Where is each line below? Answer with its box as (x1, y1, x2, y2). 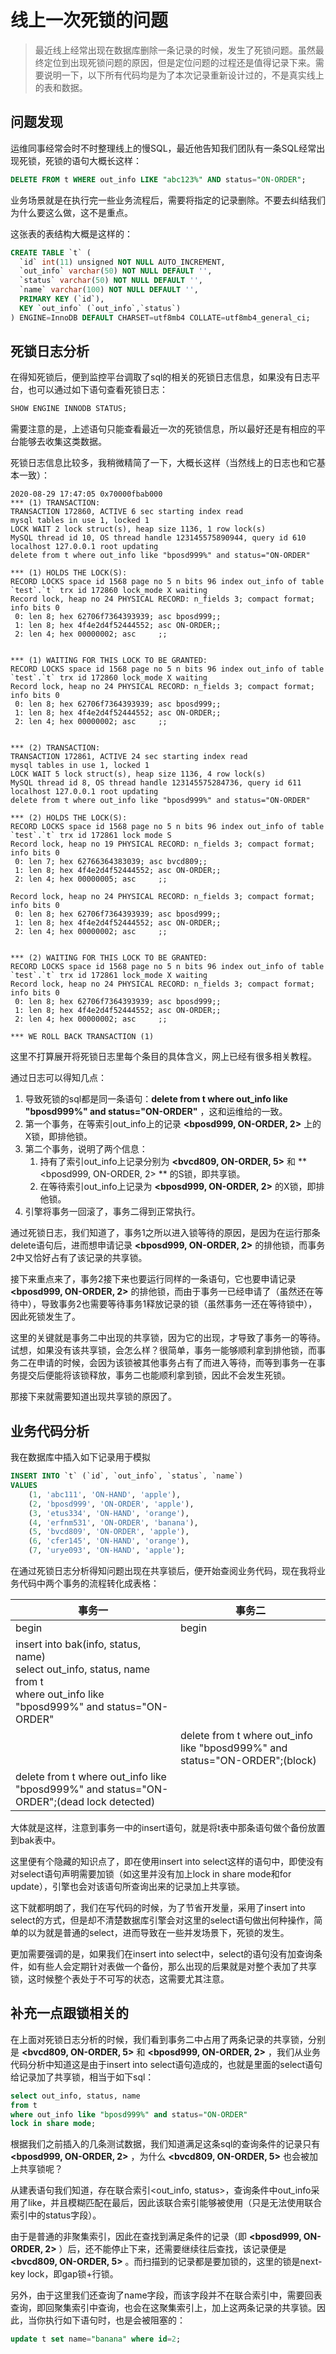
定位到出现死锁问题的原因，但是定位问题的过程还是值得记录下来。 (43, 56, 316, 68)
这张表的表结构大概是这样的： (10, 227, 133, 240)
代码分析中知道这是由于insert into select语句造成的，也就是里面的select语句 (10, 2058, 323, 2070)
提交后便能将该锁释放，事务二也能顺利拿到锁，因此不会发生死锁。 (18, 1369, 291, 1381)
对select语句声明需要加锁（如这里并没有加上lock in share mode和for (10, 1868, 292, 1880)
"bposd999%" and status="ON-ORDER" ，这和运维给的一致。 (24, 1106, 288, 1118)
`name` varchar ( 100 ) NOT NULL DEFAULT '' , (19, 285, 199, 295)
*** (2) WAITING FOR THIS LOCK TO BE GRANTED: (10, 953, 208, 963)
